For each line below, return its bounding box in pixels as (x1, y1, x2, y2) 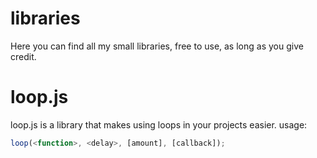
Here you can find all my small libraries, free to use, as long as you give (10, 40, 304, 52)
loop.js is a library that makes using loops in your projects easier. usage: (10, 118, 308, 131)
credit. (10, 50, 37, 62)
